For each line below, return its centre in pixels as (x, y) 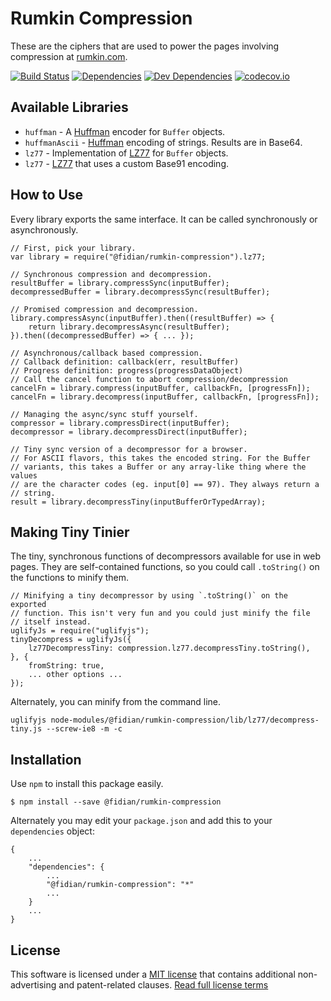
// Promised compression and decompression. (104, 309)
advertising (33, 985)
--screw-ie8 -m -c (84, 729)
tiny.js (26, 729)
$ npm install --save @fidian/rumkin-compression (116, 802)
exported (28, 605)
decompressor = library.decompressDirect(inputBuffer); (129, 432)
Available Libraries (69, 107)
